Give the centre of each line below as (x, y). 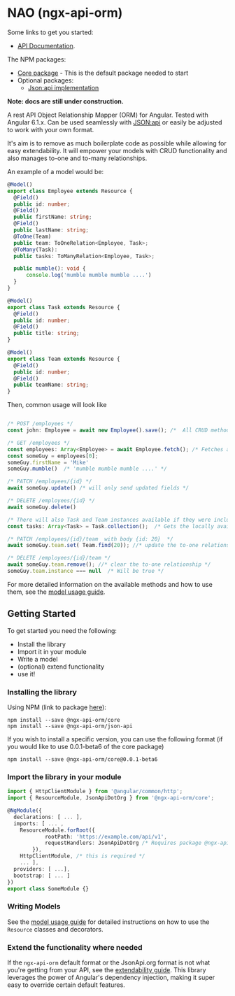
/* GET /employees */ (39, 443)
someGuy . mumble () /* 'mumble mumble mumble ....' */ (87, 469)
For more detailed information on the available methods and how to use (110, 584)
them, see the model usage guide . (56, 592)
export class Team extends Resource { (64, 359)
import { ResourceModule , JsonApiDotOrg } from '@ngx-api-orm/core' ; (111, 798)
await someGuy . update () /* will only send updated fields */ (98, 488)
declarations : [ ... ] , (48, 817)
